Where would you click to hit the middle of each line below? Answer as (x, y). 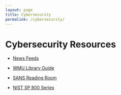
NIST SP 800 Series (33, 88)
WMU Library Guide (33, 68)
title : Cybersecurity (28, 15)
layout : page (19, 10)
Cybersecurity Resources (60, 44)
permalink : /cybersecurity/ (35, 19)
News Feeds (26, 58)
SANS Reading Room (35, 78)
